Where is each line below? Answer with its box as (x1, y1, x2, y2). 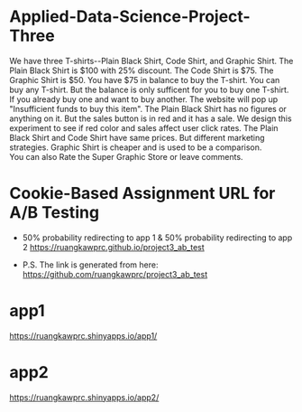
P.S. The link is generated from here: (22, 259, 159, 270)
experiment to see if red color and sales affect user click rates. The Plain (9, 122, 279, 133)
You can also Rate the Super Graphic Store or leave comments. (9, 151, 243, 162)
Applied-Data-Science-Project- (9, 6, 251, 27)
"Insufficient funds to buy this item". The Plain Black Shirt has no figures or (9, 103, 287, 114)
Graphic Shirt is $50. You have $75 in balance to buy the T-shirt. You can (9, 74, 280, 85)
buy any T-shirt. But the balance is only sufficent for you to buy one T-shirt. (9, 84, 289, 95)
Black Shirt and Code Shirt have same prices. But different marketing (9, 132, 265, 143)
